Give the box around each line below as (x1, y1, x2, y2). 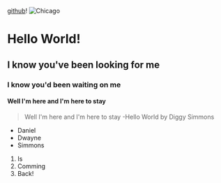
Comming (17, 161, 46, 170)
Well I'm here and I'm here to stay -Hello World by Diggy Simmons (24, 112, 215, 121)
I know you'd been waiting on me (7, 80, 121, 89)
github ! (7, 7, 28, 15)
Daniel (17, 126, 36, 134)
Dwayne (17, 133, 42, 142)
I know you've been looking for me (7, 59, 160, 71)
